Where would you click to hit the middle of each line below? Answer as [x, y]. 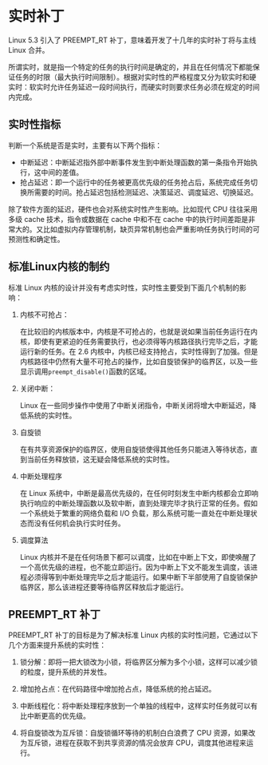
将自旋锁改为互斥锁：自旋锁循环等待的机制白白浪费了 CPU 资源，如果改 [138, 733]
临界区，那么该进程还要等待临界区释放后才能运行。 [104, 587]
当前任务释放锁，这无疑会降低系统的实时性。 [100, 459]
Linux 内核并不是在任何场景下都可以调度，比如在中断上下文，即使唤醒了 [138, 557]
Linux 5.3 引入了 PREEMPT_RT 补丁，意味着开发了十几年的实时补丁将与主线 [132, 40]
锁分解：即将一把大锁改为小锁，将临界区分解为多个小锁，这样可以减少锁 [138, 662]
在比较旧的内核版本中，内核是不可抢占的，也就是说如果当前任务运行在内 [138, 331]
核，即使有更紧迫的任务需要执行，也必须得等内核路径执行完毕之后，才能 [138, 341]
